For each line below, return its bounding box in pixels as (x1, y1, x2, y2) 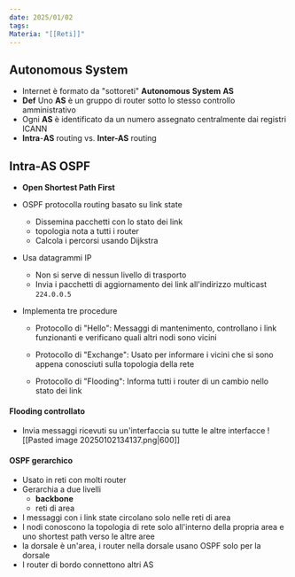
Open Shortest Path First (21, 183, 115, 192)
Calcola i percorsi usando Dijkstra (35, 236, 159, 246)
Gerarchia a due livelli (21, 484, 102, 495)
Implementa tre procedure (21, 306, 118, 316)
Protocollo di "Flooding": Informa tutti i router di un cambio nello (35, 376, 268, 386)
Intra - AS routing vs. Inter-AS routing (21, 133, 157, 144)
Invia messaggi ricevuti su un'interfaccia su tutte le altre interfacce (21, 425, 266, 436)
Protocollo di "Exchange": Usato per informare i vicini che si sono (35, 349, 275, 360)
